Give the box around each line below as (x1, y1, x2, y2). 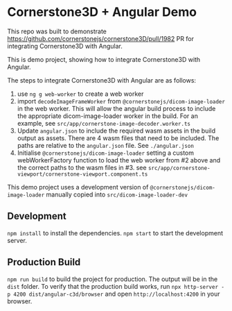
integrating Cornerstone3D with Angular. (7, 42, 123, 50)
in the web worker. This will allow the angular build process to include (17, 104, 216, 112)
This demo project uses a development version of (7, 183, 149, 191)
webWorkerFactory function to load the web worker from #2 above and (17, 155, 221, 164)
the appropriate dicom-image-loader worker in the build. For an (17, 112, 199, 120)
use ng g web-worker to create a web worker (17, 90, 144, 98)
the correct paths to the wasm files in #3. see (17, 163, 147, 171)
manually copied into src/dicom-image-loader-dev (46, 190, 188, 199)
